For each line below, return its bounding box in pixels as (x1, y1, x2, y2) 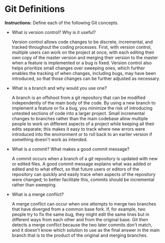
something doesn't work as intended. (11, 137, 88, 142)
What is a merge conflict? (11, 191, 64, 197)
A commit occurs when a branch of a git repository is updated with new (11, 155, 158, 161)
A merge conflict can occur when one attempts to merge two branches (11, 201, 157, 207)
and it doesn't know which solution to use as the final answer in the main (11, 227, 160, 233)
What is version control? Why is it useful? (11, 29, 96, 35)
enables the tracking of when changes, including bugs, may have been (11, 70, 156, 76)
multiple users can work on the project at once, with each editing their (11, 49, 155, 55)
